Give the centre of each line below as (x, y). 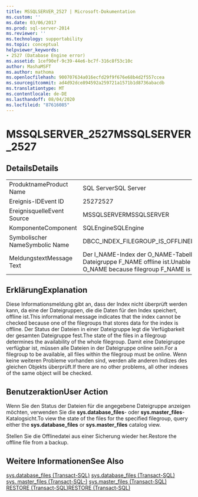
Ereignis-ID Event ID (37, 201)
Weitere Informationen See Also (65, 461)
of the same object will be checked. (49, 373)
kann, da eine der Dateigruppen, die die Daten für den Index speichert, (92, 310)
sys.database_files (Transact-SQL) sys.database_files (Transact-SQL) (91, 475)
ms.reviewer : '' (26, 34)
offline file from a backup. (37, 443)
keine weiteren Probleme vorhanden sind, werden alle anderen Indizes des (97, 361)
